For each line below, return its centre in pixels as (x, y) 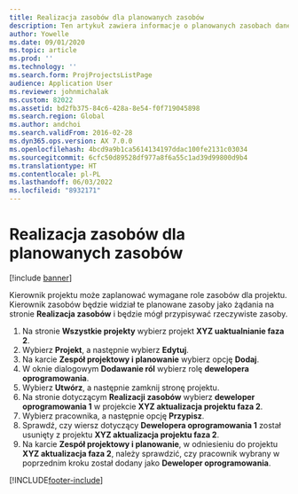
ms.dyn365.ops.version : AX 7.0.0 (71, 141)
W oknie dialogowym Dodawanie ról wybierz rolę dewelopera (136, 368)
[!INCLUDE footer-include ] (56, 480)
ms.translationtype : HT (53, 166)
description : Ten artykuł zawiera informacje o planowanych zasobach (141, 26)
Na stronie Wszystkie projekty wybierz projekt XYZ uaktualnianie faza (153, 331)
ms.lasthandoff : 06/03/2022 (61, 183)
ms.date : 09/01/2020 (47, 42)
